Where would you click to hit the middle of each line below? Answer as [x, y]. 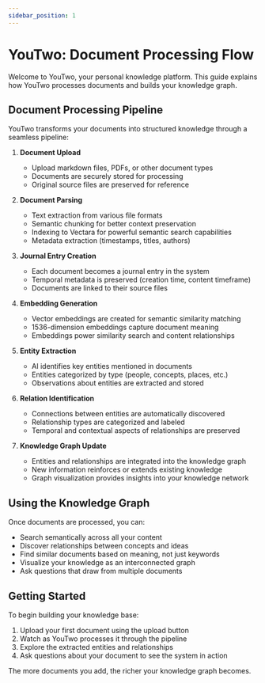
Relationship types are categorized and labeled [108, 422]
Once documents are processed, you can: [76, 522]
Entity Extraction [48, 351]
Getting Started [47, 596]
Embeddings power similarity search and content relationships [133, 336]
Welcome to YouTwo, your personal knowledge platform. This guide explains [133, 77]
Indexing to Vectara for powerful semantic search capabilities [131, 232]
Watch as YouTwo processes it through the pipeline [103, 639]
